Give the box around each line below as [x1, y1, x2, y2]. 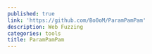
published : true [7, 10, 55, 18]
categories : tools [7, 29, 61, 37]
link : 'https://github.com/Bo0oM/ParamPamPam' [7, 17, 146, 24]
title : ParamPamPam [7, 36, 65, 43]
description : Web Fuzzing [7, 23, 83, 30]
